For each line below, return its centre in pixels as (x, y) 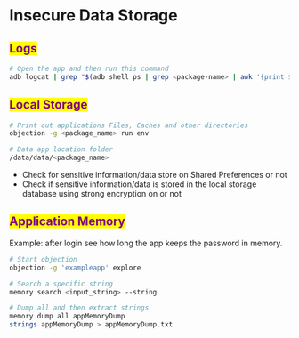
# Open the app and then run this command (89, 68)
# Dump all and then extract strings (79, 308)
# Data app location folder (61, 149)
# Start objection (43, 259)
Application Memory (68, 222)
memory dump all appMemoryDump (67, 317)
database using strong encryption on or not (102, 194)
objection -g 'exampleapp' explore (75, 268)
